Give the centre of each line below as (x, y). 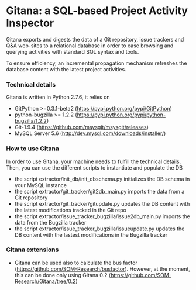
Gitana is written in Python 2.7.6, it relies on (58, 97)
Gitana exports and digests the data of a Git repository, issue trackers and (95, 39)
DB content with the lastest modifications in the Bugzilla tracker (91, 234)
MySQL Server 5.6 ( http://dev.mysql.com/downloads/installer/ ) (90, 133)
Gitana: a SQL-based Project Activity (97, 11)
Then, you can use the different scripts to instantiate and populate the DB (94, 167)
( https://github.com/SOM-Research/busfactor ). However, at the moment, (102, 269)
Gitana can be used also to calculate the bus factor (76, 263)
